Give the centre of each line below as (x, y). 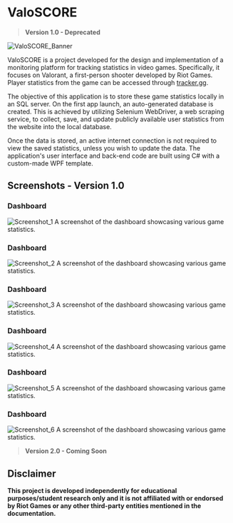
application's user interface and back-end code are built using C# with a (114, 156)
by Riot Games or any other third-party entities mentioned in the (104, 506)
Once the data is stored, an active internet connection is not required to (112, 141)
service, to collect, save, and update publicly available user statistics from (116, 119)
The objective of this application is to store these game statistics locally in (116, 96)
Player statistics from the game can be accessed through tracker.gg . (108, 82)
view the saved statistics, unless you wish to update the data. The (104, 148)
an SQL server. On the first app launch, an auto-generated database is (110, 103)
